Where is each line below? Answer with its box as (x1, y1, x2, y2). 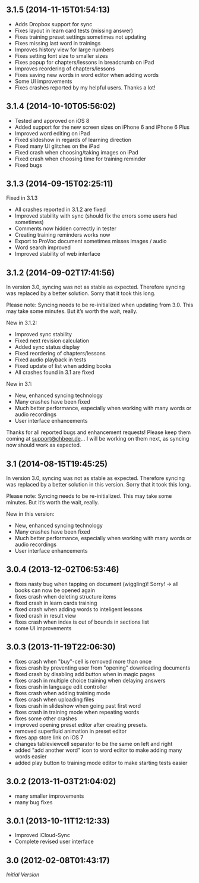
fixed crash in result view (14, 612, 77, 619)
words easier (14, 752, 47, 760)
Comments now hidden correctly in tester (14, 225, 117, 232)
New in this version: (6, 510, 55, 518)
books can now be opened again (14, 587, 95, 594)
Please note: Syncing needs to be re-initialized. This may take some (6, 492, 172, 500)
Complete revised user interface (14, 838, 94, 845)
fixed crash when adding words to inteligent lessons (14, 605, 143, 613)
